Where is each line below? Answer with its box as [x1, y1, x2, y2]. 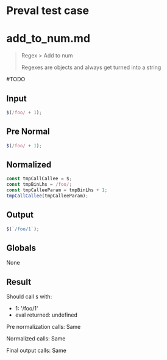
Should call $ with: [6, 293, 52, 300]
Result [6, 276, 32, 287]
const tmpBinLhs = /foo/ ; [6, 182, 72, 188]
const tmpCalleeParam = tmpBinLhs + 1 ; [6, 187, 108, 193]
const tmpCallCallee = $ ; [6, 175, 72, 182]
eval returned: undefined [15, 311, 78, 318]
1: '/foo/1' [15, 305, 38, 312]
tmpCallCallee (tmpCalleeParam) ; [6, 193, 88, 199]
